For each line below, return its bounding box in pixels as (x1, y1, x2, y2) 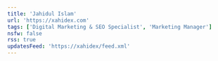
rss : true (7, 36, 37, 43)
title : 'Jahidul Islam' (7, 10, 77, 18)
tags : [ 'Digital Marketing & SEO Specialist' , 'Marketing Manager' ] (7, 23, 212, 30)
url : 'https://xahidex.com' (7, 17, 90, 24)
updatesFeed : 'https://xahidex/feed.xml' (7, 43, 131, 50)
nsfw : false (7, 29, 42, 37)
